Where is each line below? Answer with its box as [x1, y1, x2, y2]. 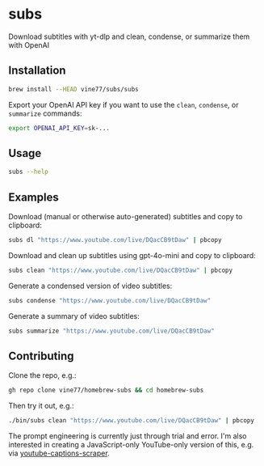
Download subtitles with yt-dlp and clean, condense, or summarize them [8, 32, 250, 41]
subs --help [8, 167, 48, 176]
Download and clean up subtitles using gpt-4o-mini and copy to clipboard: [8, 250, 256, 260]
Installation [8, 64, 66, 78]
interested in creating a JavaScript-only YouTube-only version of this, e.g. [8, 440, 254, 450]
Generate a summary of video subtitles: [8, 311, 140, 320]
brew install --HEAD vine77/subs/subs [8, 85, 139, 93]
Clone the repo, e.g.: [8, 371, 77, 380]
